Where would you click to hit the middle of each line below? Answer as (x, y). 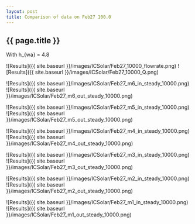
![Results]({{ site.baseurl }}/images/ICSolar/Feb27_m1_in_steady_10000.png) (97, 202)
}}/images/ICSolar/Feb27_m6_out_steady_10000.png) (69, 96)
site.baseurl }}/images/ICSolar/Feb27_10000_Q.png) (97, 72)
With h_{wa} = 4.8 (28, 55)
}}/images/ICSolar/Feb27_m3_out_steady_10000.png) (70, 167)
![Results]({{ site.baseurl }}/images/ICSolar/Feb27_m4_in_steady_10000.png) (98, 131)
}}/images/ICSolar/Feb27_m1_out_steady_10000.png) (69, 215)
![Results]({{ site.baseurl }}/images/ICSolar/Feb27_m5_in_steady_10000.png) (98, 107)
